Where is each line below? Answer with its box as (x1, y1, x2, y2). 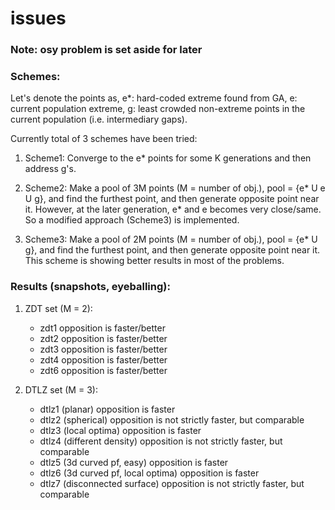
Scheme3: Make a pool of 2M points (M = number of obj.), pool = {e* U (24, 233, 318, 246)
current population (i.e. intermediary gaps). (10, 113, 188, 126)
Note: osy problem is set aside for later (10, 43, 203, 57)
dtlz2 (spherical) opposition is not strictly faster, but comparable (39, 413, 305, 426)
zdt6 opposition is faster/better (39, 364, 168, 376)
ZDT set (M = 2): (24, 302, 93, 314)
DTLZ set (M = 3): (24, 383, 98, 396)
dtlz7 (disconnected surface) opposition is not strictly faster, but (39, 477, 305, 489)
